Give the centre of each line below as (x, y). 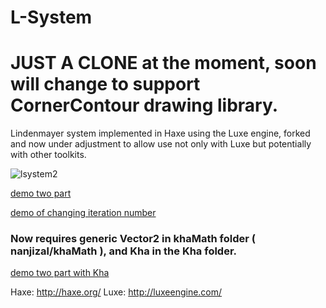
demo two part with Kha (60, 273)
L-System (51, 17)
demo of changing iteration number (83, 213)
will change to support (105, 84)
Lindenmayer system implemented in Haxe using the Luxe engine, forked (160, 133)
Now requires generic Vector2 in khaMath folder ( (133, 239)
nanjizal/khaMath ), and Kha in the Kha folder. (124, 251)
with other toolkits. (48, 155)
